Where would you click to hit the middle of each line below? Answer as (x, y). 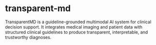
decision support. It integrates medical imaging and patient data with (74, 27)
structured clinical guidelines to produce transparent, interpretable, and (77, 32)
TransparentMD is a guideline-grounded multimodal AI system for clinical (78, 22)
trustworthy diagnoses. (28, 37)
